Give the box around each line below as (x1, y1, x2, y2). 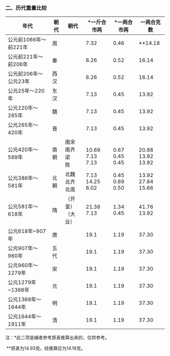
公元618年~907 (8, 228, 47, 235)
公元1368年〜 (8, 296, 41, 303)
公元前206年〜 (8, 70, 44, 77)
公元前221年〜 (8, 53, 44, 60)
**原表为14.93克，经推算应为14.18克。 (6, 345, 86, 351)
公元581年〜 (8, 203, 38, 210)
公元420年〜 (8, 146, 38, 153)
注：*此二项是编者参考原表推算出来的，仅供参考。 (5, 335, 110, 341)
